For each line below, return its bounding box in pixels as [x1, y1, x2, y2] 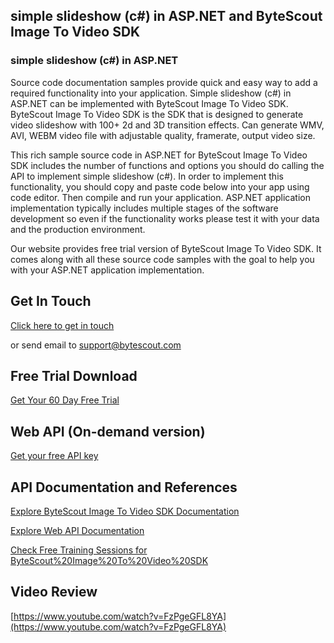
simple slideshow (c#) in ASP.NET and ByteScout [10, 8, 323, 25]
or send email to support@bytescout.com [10, 339, 182, 351]
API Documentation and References [10, 479, 238, 496]
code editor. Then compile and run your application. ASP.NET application [10, 191, 311, 203]
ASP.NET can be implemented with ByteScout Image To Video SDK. [10, 97, 289, 109]
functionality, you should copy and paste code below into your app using [10, 180, 310, 193]
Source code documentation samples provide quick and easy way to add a [10, 76, 318, 88]
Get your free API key [10, 450, 99, 462]
